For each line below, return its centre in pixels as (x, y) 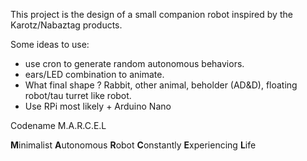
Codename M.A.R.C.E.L (58, 125)
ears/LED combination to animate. (94, 74)
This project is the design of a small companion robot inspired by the (151, 14)
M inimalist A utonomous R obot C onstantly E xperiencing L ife (133, 145)
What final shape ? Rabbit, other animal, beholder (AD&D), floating (161, 85)
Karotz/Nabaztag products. (66, 25)
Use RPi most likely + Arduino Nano (98, 106)
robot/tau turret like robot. (78, 95)
